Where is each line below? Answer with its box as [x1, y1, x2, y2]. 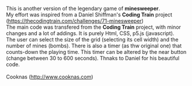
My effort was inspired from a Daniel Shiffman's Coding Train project [6, 11, 173, 18]
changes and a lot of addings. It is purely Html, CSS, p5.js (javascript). [6, 30, 174, 37]
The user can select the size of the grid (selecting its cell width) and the [6, 36, 179, 43]
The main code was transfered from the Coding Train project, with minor [6, 23, 181, 30]
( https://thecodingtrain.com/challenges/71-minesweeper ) [6, 18, 144, 24]
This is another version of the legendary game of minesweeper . [6, 5, 160, 12]
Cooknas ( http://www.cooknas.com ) [6, 73, 93, 80]
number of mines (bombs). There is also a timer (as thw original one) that [6, 42, 182, 49]
